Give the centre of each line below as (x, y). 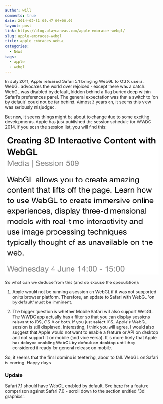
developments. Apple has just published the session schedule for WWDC (78, 122)
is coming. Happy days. (29, 363)
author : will (18, 10)
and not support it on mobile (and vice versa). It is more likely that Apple (84, 338)
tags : (10, 57)
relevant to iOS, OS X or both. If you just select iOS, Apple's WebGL (80, 322)
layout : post (18, 26)
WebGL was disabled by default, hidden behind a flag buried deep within (78, 92)
